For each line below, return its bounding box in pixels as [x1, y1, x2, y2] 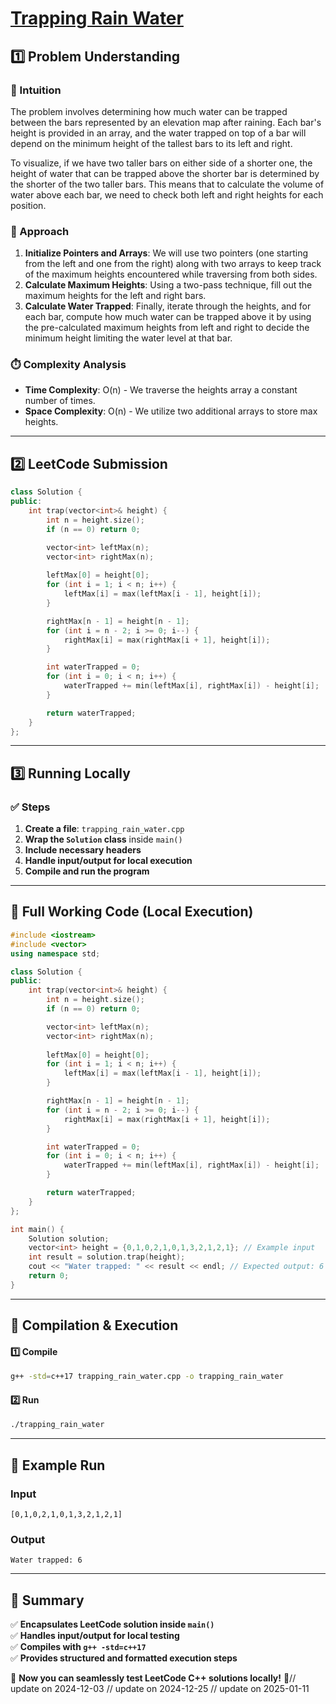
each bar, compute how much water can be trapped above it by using [24, 311, 312, 323]
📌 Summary [10, 1592, 85, 1609]
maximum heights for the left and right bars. [24, 290, 207, 302]
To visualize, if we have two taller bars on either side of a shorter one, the [10, 157, 313, 169]
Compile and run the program [24, 865, 150, 877]
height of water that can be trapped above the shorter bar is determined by [10, 167, 320, 179]
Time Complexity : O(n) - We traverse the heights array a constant [24, 384, 298, 396]
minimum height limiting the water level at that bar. [24, 332, 233, 344]
